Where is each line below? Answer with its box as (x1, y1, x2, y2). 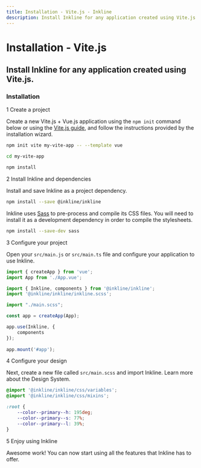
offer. (6, 455, 20, 463)
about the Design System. (6, 375, 71, 383)
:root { (6, 404, 26, 410)
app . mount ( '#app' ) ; (6, 346, 56, 352)
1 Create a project (6, 106, 50, 113)
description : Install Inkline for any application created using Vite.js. (6, 15, 199, 21)
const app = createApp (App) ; (6, 313, 80, 319)
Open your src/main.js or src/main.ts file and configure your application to (6, 250, 195, 258)
